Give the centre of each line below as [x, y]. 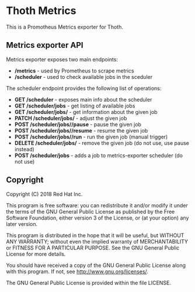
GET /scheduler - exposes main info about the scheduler [83, 99]
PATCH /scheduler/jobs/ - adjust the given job [71, 118]
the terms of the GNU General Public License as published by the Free [90, 211]
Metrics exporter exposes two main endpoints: [62, 59]
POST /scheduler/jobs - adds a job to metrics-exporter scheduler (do [98, 155]
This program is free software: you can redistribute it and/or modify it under [97, 205]
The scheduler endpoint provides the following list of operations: [84, 88]
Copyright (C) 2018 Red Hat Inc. [44, 194]
